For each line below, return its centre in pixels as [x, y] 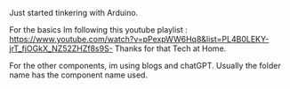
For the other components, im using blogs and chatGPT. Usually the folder [145, 66]
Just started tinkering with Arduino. [74, 13]
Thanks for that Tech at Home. [170, 48]
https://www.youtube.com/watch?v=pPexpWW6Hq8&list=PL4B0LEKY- [139, 39]
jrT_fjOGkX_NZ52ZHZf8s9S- [61, 48]
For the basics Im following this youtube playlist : [99, 30]
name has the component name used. [79, 75]
